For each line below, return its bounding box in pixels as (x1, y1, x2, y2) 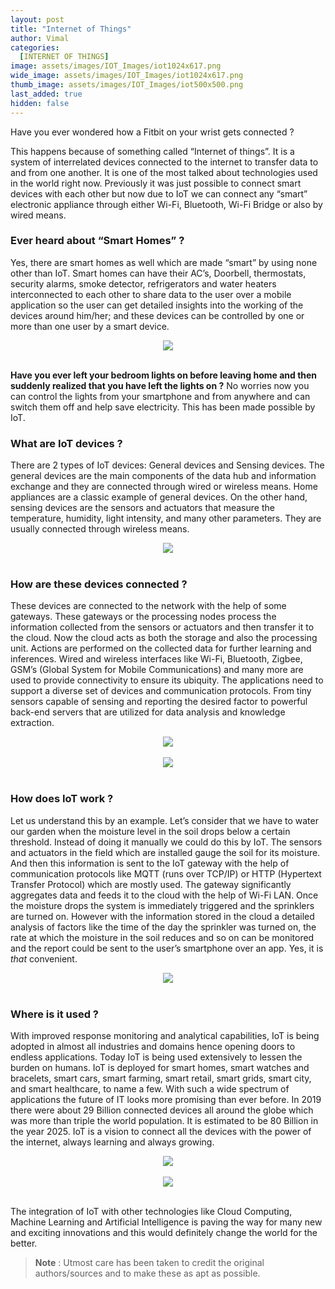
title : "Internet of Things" (10, 24, 132, 34)
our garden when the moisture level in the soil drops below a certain (10, 825, 291, 837)
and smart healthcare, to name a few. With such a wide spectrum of (10, 1082, 290, 1095)
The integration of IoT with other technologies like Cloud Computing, (10, 1205, 293, 1217)
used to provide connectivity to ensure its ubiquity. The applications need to (10, 674, 324, 686)
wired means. (10, 209, 67, 221)
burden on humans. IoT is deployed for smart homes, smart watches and (10, 1061, 310, 1073)
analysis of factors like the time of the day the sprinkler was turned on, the (10, 921, 317, 933)
